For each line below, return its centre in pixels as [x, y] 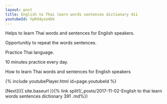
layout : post [19, 10]
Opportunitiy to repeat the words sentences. [51, 43]
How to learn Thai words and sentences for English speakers [68, 72]
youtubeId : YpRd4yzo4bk [30, 19]
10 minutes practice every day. [37, 62]
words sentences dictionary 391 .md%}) [47, 96]
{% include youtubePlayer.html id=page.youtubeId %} [61, 81]
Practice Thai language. [30, 52]
